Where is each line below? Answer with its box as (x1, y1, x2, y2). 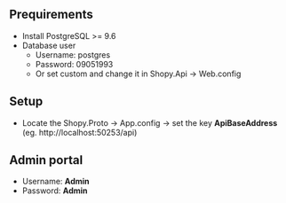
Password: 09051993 (35, 59, 114, 69)
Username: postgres (35, 49, 111, 60)
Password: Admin (21, 185, 88, 196)
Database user (21, 40, 76, 51)
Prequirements (9, 7, 93, 22)
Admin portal (9, 152, 83, 168)
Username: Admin (21, 176, 91, 187)
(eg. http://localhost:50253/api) (21, 127, 138, 137)
